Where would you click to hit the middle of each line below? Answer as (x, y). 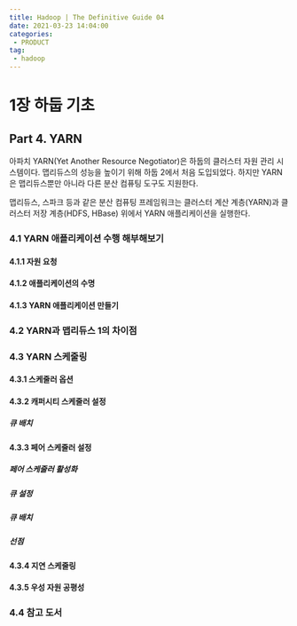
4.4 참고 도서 (35, 613)
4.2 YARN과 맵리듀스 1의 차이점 (73, 330)
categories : (31, 34)
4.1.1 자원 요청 (33, 261)
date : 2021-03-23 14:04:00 (59, 26)
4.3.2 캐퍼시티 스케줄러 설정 (58, 401)
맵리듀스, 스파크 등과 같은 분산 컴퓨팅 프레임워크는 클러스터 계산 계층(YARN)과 (144, 202)
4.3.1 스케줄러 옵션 (41, 379)
